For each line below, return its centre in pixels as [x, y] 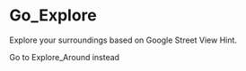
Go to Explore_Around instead [64, 57]
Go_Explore [53, 16]
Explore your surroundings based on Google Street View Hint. [123, 40]
